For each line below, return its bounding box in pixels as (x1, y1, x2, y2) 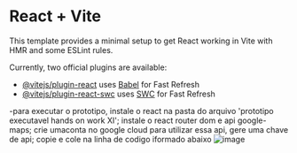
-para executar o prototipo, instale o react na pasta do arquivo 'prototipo (9, 105, 275, 116)
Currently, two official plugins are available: (9, 62, 168, 73)
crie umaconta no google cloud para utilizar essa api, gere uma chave (34, 124, 289, 134)
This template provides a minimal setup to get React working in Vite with (9, 35, 273, 46)
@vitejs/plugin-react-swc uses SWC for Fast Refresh (21, 88, 215, 99)
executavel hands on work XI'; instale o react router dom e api (9, 115, 237, 126)
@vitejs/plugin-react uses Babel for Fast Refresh (21, 79, 200, 89)
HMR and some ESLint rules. (9, 44, 113, 55)
